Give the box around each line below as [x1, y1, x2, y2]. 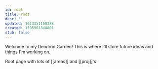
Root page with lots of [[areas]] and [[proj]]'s [5, 59, 96, 64]
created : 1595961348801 [5, 26, 54, 31]
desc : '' [5, 16, 23, 21]
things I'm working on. [5, 49, 51, 55]
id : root [5, 7, 23, 12]
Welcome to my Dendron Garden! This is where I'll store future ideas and [5, 44, 153, 49]
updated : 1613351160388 [5, 21, 54, 26]
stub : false [5, 30, 30, 35]
